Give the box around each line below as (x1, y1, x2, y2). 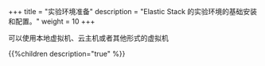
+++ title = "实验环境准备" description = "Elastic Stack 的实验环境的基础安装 (8, 7, 257, 16)
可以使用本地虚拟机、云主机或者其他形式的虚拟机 (8, 34, 169, 42)
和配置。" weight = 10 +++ (8, 16, 95, 26)
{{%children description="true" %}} (8, 49, 126, 58)
